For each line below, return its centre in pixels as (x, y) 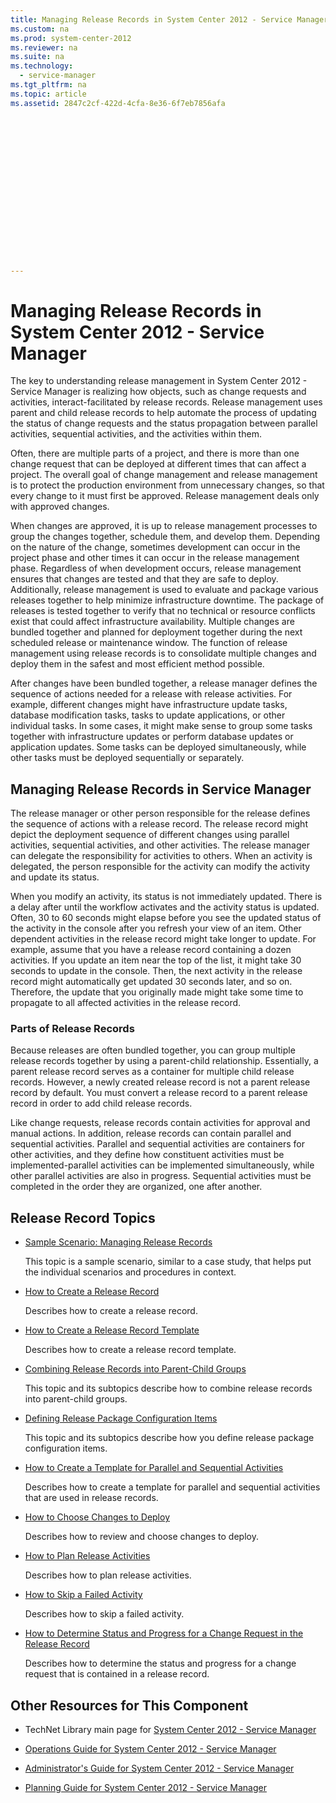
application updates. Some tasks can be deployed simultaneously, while (158, 747)
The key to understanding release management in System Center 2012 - (159, 381)
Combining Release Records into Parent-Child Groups (135, 1369)
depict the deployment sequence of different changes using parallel (150, 835)
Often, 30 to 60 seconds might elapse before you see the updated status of (166, 918)
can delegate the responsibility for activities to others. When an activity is (161, 856)
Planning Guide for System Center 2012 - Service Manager (145, 1788)
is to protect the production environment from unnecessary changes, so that (167, 485)
